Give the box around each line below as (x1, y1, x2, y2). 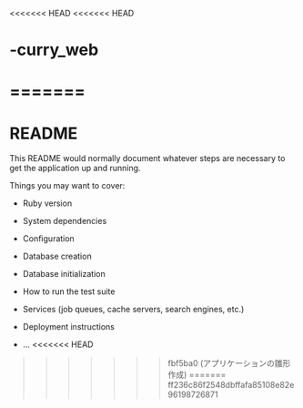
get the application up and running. (9, 163, 141, 174)
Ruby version (22, 198, 73, 209)
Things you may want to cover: (9, 180, 126, 191)
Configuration (22, 233, 75, 244)
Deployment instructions (22, 321, 116, 332)
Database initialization (22, 269, 106, 280)
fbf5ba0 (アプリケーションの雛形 (167, 358, 291, 369)
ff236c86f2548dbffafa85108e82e (167, 380, 295, 391)
